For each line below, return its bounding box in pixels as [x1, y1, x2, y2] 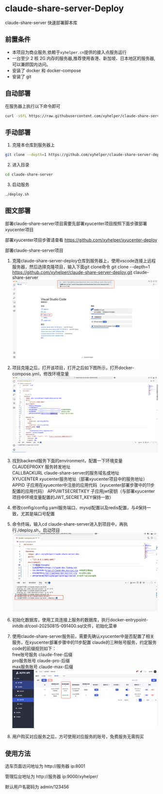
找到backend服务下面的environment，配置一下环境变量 [12, 457, 123, 463]
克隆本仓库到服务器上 [12, 142, 55, 148]
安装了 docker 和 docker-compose [12, 67, 81, 73]
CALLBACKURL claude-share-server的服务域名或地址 [12, 470, 120, 476]
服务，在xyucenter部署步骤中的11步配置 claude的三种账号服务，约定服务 [12, 639, 157, 645]
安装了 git [12, 74, 32, 79]
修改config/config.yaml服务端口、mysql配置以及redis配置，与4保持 [12, 504, 147, 510]
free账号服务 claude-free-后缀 [12, 652, 73, 657]
